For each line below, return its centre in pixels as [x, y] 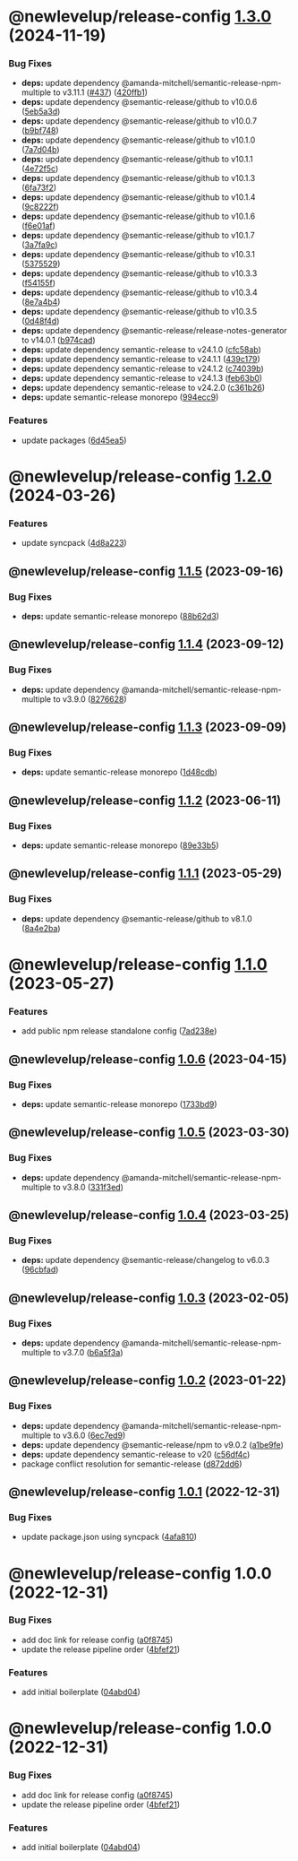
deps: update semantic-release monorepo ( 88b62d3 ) [120, 616]
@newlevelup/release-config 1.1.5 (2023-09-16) [146, 571]
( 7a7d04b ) [40, 150]
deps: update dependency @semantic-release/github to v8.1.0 [136, 918]
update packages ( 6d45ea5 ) [74, 440]
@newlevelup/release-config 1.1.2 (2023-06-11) [145, 800]
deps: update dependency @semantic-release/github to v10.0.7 [139, 121]
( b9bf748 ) [40, 131]
